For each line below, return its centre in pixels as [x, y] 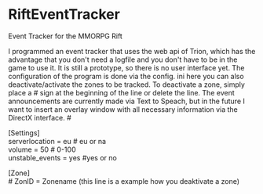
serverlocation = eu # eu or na [57, 141]
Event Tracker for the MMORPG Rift [66, 36]
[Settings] [24, 133]
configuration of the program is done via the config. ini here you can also [126, 76]
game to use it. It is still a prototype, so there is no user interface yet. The [126, 67]
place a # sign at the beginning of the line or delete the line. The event [121, 92]
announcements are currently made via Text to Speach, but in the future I [127, 101]
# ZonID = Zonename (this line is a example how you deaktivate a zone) [124, 181]
